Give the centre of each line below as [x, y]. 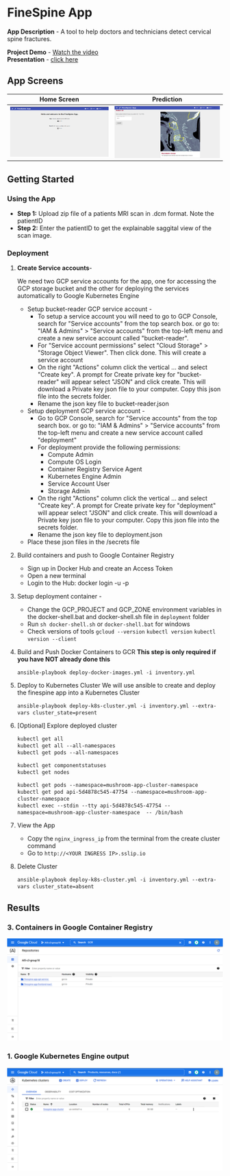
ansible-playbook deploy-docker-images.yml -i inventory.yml [106, 673]
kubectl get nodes [43, 773]
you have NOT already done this [64, 660]
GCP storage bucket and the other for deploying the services [103, 288]
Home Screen [59, 99]
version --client [52, 639]
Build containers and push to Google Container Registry [95, 555]
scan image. [34, 236]
